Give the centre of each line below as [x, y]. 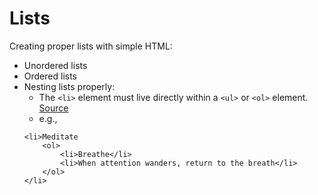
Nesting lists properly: [69, 86]
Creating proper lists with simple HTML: [91, 46]
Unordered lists [55, 65]
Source [53, 108]
